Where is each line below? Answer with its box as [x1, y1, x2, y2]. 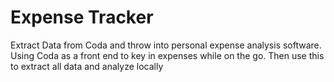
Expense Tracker [10, 6, 154, 29]
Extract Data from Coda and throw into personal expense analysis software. [10, 39, 322, 51]
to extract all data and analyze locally [10, 60, 164, 72]
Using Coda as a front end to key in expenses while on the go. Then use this [10, 49, 325, 61]
